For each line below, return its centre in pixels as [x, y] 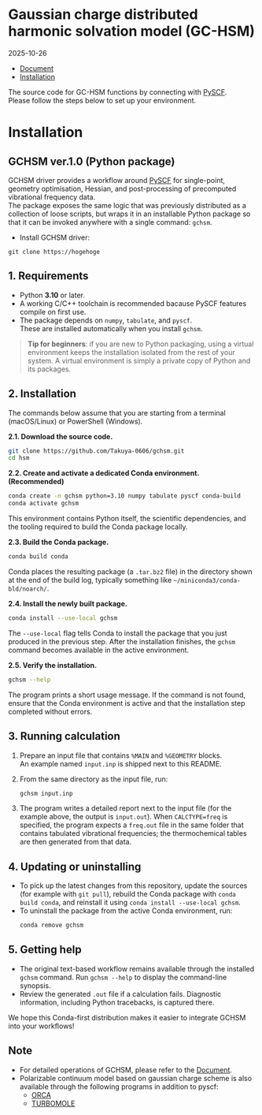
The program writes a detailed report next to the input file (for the [125, 808]
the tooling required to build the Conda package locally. [98, 527]
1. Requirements [48, 276]
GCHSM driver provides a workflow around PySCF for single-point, [117, 180]
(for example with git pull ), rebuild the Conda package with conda [127, 894]
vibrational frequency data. [52, 197]
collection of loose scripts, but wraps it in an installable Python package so [129, 214]
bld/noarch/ [28, 589]
